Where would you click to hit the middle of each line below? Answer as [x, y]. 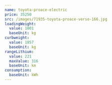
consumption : [18, 70]
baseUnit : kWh [24, 75]
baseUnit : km [23, 65]
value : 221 [20, 56]
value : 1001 [22, 28]
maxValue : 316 [24, 61]
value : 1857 [22, 42]
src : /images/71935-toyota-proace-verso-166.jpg [56, 19]
